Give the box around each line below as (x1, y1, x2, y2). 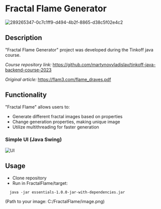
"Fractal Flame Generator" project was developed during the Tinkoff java (5, 46, 154, 52)
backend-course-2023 (5, 67, 52, 73)
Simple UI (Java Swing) (5, 136, 62, 143)
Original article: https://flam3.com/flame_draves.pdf (5, 76, 111, 82)
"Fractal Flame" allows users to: (5, 104, 70, 110)
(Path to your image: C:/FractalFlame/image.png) (5, 198, 105, 204)
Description (5, 34, 42, 42)
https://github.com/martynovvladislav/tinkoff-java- (53, 61, 156, 67)
